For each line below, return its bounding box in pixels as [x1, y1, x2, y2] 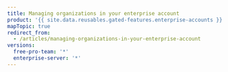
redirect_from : [7, 29, 51, 36]
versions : [7, 42, 36, 49]
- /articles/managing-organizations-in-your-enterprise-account [13, 36, 201, 43]
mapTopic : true [7, 23, 51, 29]
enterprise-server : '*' [13, 55, 81, 62]
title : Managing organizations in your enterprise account [7, 10, 180, 17]
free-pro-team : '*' [13, 49, 69, 56]
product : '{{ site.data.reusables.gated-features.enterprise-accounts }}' [7, 16, 226, 23]
